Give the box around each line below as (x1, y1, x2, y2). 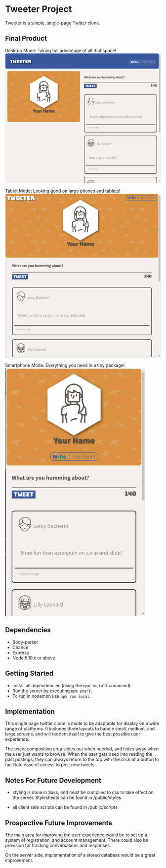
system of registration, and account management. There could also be (5, 837, 148, 843)
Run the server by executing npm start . (12, 688, 92, 694)
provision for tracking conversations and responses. (5, 843, 111, 848)
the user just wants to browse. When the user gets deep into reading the (5, 751, 153, 757)
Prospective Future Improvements (5, 818, 113, 827)
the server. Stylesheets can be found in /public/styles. (12, 795, 123, 800)
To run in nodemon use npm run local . (12, 693, 91, 699)
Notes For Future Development (5, 776, 101, 785)
